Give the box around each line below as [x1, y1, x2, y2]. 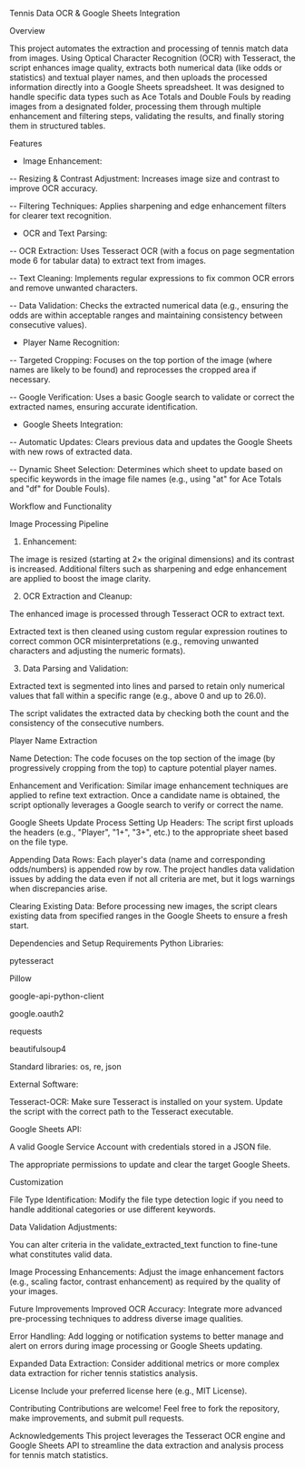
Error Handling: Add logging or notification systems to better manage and [9, 1331, 284, 1341]
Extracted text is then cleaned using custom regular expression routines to [9, 626, 288, 636]
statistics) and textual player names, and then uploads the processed [9, 72, 268, 83]
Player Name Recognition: [22, 337, 120, 348]
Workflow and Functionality [9, 501, 112, 511]
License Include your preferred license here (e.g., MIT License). [9, 1385, 248, 1396]
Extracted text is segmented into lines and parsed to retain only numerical [9, 681, 286, 691]
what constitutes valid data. [9, 1249, 113, 1260]
